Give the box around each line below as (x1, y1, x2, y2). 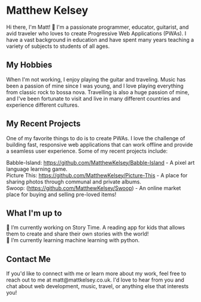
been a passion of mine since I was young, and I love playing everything (6, 82, 184, 89)
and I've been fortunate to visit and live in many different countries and (6, 95, 181, 102)
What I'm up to (6, 208, 62, 218)
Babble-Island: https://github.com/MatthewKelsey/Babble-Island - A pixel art (6, 159, 195, 166)
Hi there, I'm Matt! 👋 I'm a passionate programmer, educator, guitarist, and (6, 23, 189, 31)
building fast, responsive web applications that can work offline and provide (6, 141, 193, 148)
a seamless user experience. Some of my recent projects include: (6, 147, 168, 155)
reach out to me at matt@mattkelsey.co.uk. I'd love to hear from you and (6, 276, 184, 283)
